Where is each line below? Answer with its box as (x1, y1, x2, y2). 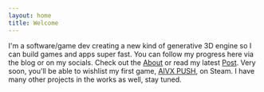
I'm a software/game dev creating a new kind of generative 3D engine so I (8, 40, 252, 50)
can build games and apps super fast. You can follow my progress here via (8, 49, 254, 59)
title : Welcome (8, 19, 59, 27)
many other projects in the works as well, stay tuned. (8, 75, 182, 84)
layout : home (8, 11, 52, 20)
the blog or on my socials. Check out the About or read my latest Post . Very (8, 57, 257, 67)
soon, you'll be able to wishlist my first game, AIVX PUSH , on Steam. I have (8, 66, 255, 75)
